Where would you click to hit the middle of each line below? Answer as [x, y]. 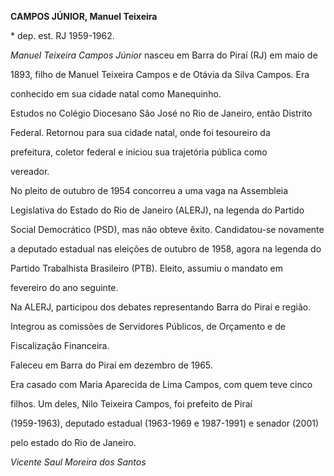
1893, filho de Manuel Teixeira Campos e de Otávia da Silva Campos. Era [160, 74]
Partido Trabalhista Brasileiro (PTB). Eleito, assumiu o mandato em [147, 268]
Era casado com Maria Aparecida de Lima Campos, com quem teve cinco [161, 384]
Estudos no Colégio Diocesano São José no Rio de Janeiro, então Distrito [161, 113]
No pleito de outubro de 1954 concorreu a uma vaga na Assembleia [149, 190]
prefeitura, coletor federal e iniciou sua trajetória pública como [139, 152]
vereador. [30, 171]
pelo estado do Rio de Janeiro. [73, 442]
